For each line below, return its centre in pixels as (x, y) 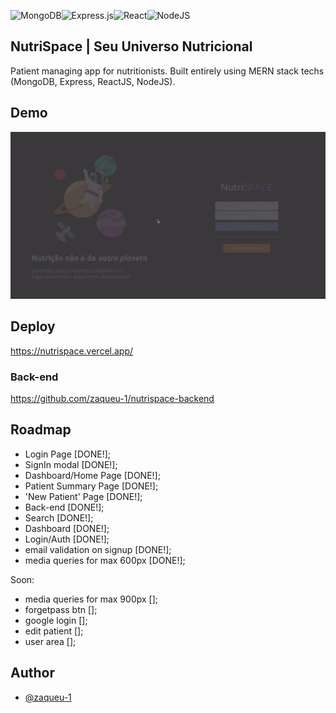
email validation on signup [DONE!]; (98, 549)
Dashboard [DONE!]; (67, 528)
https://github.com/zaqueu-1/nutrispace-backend (112, 399)
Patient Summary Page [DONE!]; (91, 486)
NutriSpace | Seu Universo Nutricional (131, 46)
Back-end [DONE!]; (64, 507)
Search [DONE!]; (59, 517)
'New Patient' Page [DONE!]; (83, 496)
